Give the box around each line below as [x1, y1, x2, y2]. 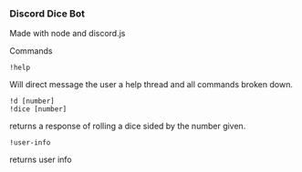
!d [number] [9, 96, 55, 106]
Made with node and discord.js [9, 28, 126, 39]
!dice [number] [9, 105, 68, 114]
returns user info [9, 154, 73, 166]
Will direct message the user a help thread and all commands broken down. [9, 79, 294, 90]
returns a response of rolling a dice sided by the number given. [9, 121, 246, 132]
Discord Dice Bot [9, 7, 85, 20]
